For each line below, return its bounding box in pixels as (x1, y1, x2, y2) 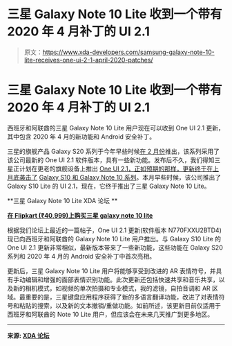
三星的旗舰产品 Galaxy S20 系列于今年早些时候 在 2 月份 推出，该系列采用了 (7, 147, 220, 155)
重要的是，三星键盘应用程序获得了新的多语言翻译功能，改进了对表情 (25, 293, 219, 301)
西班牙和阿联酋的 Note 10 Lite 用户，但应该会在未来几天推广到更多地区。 (7, 310, 214, 318)
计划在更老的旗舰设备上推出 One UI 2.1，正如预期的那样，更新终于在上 (19, 164, 220, 173)
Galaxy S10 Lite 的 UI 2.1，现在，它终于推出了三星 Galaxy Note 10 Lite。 (7, 182, 211, 190)
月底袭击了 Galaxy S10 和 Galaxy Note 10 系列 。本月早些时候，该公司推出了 (7, 173, 222, 181)
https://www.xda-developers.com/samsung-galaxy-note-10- (42, 48, 215, 56)
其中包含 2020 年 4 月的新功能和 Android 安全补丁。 (7, 132, 156, 141)
